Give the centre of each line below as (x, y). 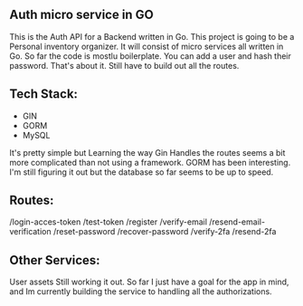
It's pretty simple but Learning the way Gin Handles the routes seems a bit (147, 152)
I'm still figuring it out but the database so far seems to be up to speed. (142, 172)
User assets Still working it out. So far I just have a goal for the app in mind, (149, 282)
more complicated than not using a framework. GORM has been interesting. (150, 162)
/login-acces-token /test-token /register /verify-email (109, 222)
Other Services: (55, 260)
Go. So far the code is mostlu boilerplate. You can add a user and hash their (151, 56)
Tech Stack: (44, 94)
